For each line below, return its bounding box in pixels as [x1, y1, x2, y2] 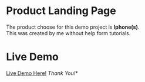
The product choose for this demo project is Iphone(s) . [6, 23, 140, 30]
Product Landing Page [6, 4, 116, 18]
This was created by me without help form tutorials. [6, 29, 131, 36]
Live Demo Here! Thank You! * [6, 69, 78, 77]
